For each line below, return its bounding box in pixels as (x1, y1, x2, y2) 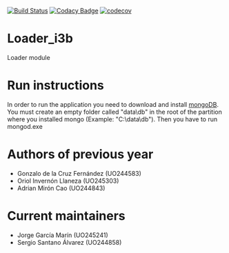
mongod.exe (7, 122, 43, 130)
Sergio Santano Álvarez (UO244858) (17, 238, 122, 246)
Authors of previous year (7, 147, 154, 162)
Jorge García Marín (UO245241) (17, 231, 108, 239)
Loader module (7, 53, 50, 61)
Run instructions (7, 78, 105, 93)
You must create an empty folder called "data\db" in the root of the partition (7, 108, 222, 116)
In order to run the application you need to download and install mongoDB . (7, 100, 219, 108)
